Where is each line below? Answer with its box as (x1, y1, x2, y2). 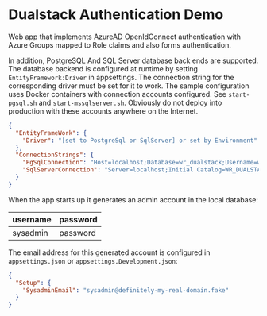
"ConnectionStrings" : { (15, 151, 94, 160)
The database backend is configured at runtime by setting (8, 64, 199, 73)
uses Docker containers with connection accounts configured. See (8, 89, 227, 98)
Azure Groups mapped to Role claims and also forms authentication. (8, 40, 232, 49)
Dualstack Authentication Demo (8, 6, 224, 24)
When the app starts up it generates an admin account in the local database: (8, 195, 258, 204)
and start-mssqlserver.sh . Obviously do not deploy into (38, 98, 222, 107)
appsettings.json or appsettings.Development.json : (8, 256, 178, 265)
